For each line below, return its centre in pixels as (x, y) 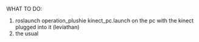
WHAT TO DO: (24, 9)
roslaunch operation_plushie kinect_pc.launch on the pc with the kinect (104, 20)
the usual (26, 33)
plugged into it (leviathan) (47, 27)
